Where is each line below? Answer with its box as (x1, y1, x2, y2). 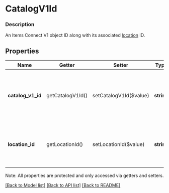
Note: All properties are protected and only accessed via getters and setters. (5, 172, 164, 178)
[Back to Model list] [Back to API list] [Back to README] (5, 182, 121, 188)
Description (5, 21, 35, 28)
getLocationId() (46, 141, 83, 148)
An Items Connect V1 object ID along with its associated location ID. (5, 32, 145, 38)
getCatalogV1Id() (46, 92, 88, 99)
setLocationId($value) (92, 141, 145, 148)
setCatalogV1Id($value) (92, 92, 149, 99)
